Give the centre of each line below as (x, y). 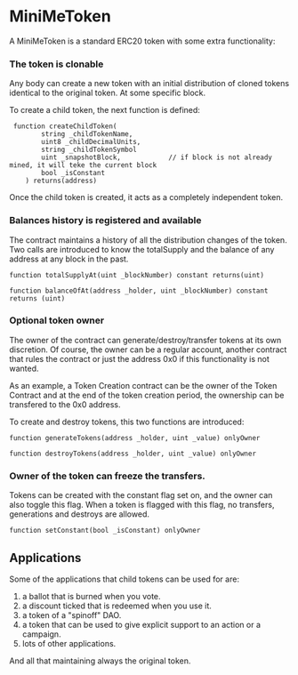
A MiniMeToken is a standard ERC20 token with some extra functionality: (142, 41)
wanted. (24, 368)
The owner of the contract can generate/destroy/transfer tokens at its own (145, 340)
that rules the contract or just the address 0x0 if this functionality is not (139, 358)
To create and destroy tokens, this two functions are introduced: (127, 422)
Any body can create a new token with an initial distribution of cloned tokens (149, 84)
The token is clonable (56, 64)
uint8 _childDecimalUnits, (91, 142)
